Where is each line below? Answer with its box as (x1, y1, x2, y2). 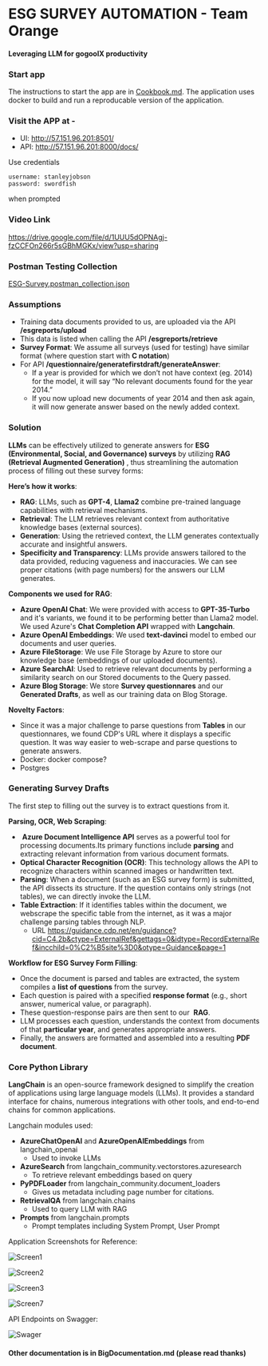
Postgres (19, 763, 50, 772)
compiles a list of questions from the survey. (19, 982, 168, 991)
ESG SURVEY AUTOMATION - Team (8, 5, 249, 23)
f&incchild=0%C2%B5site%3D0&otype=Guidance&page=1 (31, 942, 227, 952)
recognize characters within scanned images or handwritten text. (19, 866, 235, 875)
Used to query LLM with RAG (31, 1204, 128, 1214)
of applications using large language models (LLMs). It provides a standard (8, 1088, 254, 1098)
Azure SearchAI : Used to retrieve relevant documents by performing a (19, 663, 252, 673)
